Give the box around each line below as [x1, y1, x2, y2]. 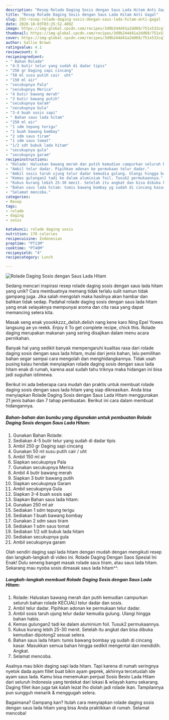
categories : [6, 194, 31, 199]
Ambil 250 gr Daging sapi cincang [13, 443, 83, 449]
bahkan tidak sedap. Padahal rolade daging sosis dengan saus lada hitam [6, 299, 157, 305]
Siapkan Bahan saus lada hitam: [13, 496, 79, 503]
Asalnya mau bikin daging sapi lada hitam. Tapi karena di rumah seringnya [6, 663, 159, 669]
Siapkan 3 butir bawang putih [13, 475, 74, 481]
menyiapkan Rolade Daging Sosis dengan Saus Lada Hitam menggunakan [6, 392, 158, 398]
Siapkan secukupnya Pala [13, 459, 67, 465]
